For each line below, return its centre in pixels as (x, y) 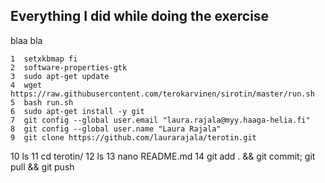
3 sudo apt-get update (60, 76)
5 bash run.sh (42, 102)
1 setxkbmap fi (44, 59)
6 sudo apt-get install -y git (77, 111)
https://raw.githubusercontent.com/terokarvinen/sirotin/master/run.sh (162, 94)
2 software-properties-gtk (69, 67)
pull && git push (42, 166)
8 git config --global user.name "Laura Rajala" (116, 129)
